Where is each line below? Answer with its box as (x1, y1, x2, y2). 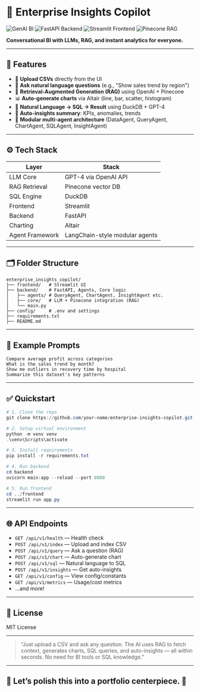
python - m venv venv (6, 431, 58, 437)
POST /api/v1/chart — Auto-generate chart (14, 553, 121, 560)
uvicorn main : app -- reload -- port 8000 (6, 475, 105, 481)
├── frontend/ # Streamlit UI (6, 282, 86, 288)
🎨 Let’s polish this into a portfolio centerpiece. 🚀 (6, 676, 187, 687)
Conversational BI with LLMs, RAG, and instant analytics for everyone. (6, 36, 183, 43)
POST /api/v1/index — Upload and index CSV (14, 541, 127, 548)
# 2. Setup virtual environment (6, 425, 86, 431)
